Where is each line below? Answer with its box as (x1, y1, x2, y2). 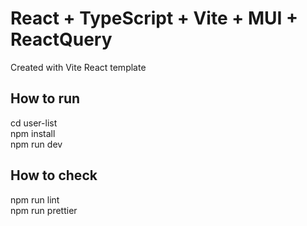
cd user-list (10, 117, 58, 129)
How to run (10, 90, 81, 107)
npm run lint (10, 193, 60, 206)
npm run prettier (10, 204, 78, 216)
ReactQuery (10, 28, 113, 51)
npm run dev (10, 138, 63, 150)
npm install (10, 127, 56, 139)
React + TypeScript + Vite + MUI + (10, 7, 298, 30)
